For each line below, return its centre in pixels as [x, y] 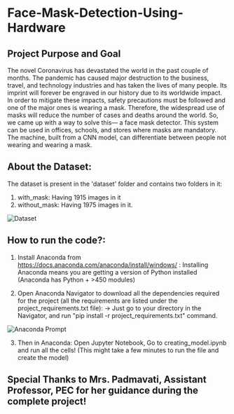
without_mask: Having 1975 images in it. [75, 205]
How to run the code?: [57, 241]
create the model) [43, 357]
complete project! [47, 402]
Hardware [36, 28]
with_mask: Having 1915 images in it [69, 197]
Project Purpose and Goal [64, 54]
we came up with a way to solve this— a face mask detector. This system [113, 123]
